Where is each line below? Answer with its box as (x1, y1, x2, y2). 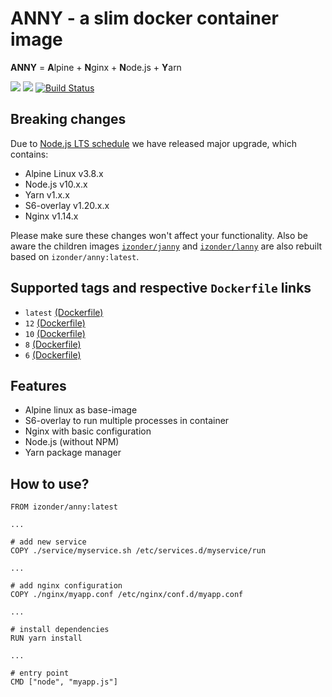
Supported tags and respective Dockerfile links (10, 280, 312, 297)
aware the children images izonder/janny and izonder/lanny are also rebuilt (10, 240, 323, 252)
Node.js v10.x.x (24, 178, 88, 190)
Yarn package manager (24, 447, 122, 459)
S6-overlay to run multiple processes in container (24, 415, 230, 427)
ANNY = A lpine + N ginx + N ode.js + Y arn (10, 61, 182, 73)
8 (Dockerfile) (24, 338, 82, 350)
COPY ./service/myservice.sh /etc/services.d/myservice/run (10, 546, 267, 556)
